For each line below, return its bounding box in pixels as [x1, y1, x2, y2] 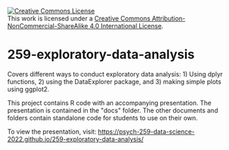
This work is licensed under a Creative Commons [7, 14, 151, 23]
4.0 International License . [89, 22, 164, 30]
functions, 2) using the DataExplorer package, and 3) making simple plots [7, 77, 221, 86]
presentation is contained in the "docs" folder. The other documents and [7, 106, 218, 115]
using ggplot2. [7, 85, 49, 93]
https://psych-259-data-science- [98, 127, 195, 136]
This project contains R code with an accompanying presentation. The [7, 98, 212, 107]
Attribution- [151, 14, 186, 23]
